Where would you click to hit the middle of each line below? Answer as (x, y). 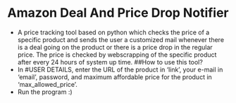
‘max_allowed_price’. (47, 84)
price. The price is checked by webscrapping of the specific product (117, 55)
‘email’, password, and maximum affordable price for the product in (115, 77)
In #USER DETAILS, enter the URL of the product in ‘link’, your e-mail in (120, 69)
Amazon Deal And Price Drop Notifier (118, 13)
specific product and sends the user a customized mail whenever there (120, 39)
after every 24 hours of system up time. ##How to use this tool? (110, 62)
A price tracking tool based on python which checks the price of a (113, 32)
